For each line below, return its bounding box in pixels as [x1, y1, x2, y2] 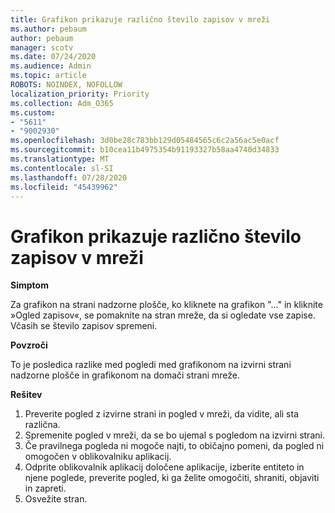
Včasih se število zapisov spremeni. [10, 320, 158, 332]
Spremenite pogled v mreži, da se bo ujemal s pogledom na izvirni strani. [24, 429, 325, 441]
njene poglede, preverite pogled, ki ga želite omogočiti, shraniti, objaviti [24, 472, 320, 484]
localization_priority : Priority [10, 89, 150, 99]
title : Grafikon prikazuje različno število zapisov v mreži [10, 14, 271, 25]
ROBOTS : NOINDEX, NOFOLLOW [10, 80, 123, 90]
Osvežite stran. [24, 493, 88, 505]
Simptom [10, 279, 49, 291]
